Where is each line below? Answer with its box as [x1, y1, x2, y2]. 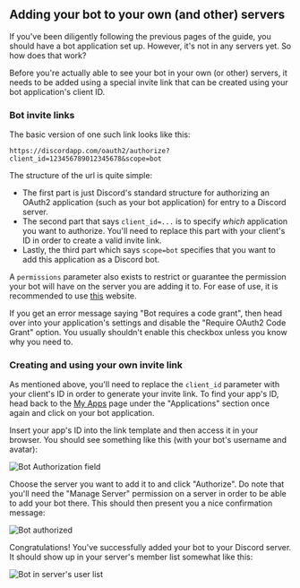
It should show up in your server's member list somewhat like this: [9, 551, 253, 563]
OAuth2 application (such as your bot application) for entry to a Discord [21, 197, 287, 208]
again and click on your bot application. [9, 408, 155, 419]
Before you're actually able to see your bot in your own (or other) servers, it [9, 67, 288, 78]
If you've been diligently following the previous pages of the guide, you [9, 30, 271, 41]
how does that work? [9, 49, 87, 61]
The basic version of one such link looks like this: [9, 129, 191, 140]
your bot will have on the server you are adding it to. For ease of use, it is [9, 281, 279, 292]
